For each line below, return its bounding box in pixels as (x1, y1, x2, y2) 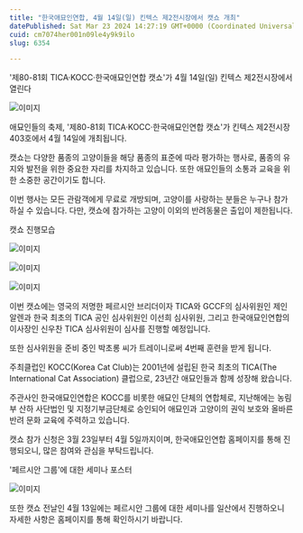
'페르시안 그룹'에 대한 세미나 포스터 (9, 464, 133, 475)
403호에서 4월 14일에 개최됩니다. (9, 133, 127, 144)
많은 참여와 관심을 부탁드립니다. (42, 446, 154, 456)
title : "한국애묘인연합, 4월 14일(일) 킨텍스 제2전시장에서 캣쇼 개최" (9, 13, 241, 23)
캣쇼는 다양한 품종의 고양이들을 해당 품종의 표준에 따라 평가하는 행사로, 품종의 (9, 152, 281, 163)
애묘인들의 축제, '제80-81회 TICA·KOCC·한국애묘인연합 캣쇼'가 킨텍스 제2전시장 (9, 122, 290, 133)
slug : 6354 (9, 38, 50, 48)
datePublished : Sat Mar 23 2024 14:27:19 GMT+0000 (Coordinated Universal (9, 22, 297, 31)
